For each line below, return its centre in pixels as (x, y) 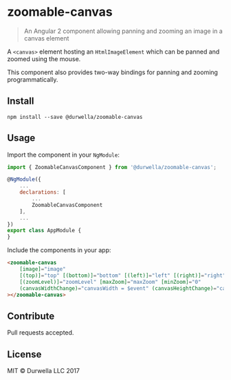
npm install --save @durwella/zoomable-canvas (75, 117)
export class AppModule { (44, 231)
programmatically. (33, 79)
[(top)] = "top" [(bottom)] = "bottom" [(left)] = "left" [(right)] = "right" (123, 276)
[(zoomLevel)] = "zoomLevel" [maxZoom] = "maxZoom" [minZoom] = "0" (110, 282)
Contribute (31, 316)
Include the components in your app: (59, 250)
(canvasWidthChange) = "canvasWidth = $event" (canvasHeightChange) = (118, 288)
